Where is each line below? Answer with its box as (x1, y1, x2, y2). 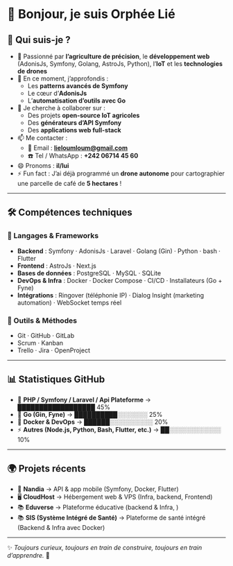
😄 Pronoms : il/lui (17, 162, 69, 169)
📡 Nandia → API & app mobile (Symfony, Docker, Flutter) (17, 485, 179, 493)
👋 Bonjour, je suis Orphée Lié (7, 6, 175, 22)
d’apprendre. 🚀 (7, 551, 50, 559)
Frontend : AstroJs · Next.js (17, 261, 97, 270)
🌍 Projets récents (7, 463, 86, 474)
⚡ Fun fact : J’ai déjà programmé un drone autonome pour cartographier (17, 169, 225, 178)
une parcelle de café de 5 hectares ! (17, 180, 122, 187)
